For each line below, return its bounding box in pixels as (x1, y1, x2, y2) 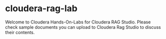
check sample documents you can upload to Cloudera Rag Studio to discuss (5, 24, 161, 30)
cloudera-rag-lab (5, 3, 78, 14)
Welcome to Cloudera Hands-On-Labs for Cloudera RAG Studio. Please (5, 19, 151, 25)
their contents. (5, 29, 35, 35)
